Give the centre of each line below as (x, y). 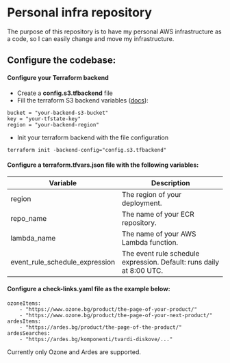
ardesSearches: (29, 333)
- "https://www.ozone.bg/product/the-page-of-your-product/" (108, 309)
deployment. (142, 203)
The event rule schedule (161, 253)
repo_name (29, 218)
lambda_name (33, 238)
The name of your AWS (159, 234)
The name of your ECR (158, 214)
